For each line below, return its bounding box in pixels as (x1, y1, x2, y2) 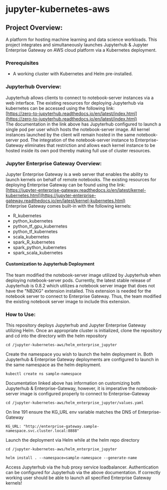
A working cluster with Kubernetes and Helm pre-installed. (12, 71, 133, 77)
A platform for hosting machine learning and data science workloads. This (5, 36, 157, 42)
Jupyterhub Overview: (5, 83, 62, 90)
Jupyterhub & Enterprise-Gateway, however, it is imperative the (5, 385, 136, 391)
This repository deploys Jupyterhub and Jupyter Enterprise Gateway (5, 322, 146, 328)
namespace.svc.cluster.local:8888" (5, 428, 80, 434)
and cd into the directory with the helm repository (5, 333, 107, 339)
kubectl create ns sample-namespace (5, 371, 82, 376)
